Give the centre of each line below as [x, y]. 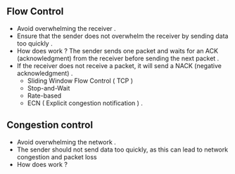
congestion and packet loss [57, 156]
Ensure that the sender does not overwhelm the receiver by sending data [122, 36]
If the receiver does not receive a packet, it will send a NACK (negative [119, 65]
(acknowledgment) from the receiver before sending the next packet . [118, 58]
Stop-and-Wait [49, 88]
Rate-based [44, 95]
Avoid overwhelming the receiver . [66, 28]
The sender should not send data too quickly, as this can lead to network [122, 149]
